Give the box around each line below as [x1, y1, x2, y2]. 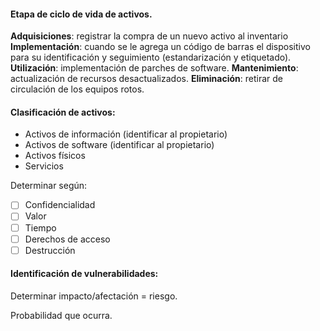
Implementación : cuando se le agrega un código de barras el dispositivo [10, 41, 311, 53]
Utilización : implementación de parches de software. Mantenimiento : [10, 62, 299, 74]
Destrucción [24, 244, 76, 256]
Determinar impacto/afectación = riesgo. [10, 290, 178, 302]
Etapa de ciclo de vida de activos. [10, 8, 153, 20]
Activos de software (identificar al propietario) [24, 139, 215, 151]
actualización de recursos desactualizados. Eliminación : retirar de [10, 73, 283, 85]
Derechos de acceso [24, 233, 111, 245]
